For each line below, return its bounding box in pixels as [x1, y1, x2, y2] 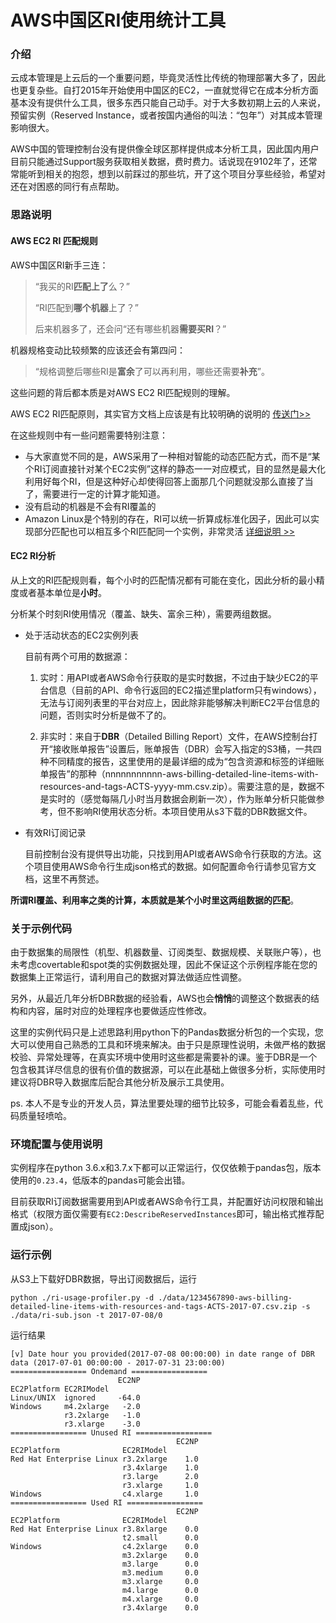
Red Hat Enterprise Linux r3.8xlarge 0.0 [10, 1524, 199, 1534]
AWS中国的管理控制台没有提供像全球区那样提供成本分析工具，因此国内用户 [10, 143, 320, 155]
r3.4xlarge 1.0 [121, 1462, 199, 1473]
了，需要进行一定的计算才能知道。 [24, 487, 166, 500]
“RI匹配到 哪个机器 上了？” [34, 301, 139, 313]
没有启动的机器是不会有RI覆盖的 [24, 500, 157, 512]
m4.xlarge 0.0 [121, 1594, 199, 1604]
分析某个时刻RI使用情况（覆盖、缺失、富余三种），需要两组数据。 [10, 607, 277, 620]
